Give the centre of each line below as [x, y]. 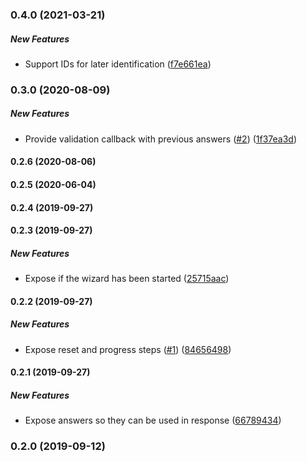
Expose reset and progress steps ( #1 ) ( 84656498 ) [128, 349]
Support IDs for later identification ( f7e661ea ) [118, 64]
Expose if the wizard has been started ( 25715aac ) [127, 279]
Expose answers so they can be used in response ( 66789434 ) [153, 420]
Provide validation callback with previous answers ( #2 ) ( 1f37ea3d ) [161, 139]
